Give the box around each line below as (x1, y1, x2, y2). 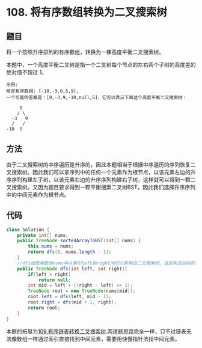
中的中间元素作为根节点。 (6, 191, 70, 198)
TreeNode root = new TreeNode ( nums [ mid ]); (28, 288, 136, 295)
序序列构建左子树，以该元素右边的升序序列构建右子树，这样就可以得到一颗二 (6, 176, 196, 183)
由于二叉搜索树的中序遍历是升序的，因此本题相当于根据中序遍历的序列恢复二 (6, 160, 196, 168)
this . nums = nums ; (28, 243, 74, 249)
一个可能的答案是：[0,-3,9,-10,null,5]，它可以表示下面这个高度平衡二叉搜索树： (6, 94, 188, 100)
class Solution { (6, 227, 50, 233)
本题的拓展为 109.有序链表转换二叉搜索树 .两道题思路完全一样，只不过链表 (6, 328, 186, 335)
